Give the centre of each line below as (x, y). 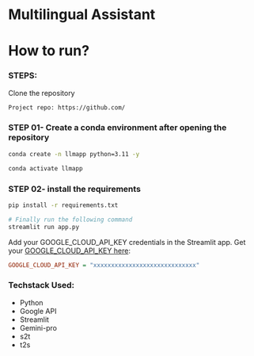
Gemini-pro (38, 327)
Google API (38, 311)
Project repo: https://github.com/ (67, 107)
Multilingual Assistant (82, 15)
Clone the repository (42, 93)
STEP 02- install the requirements (74, 189)
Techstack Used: (42, 285)
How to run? (49, 51)
